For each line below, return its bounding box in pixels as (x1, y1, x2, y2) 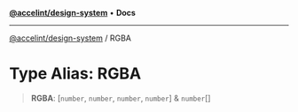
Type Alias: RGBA (9, 63, 142, 84)
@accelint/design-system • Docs (9, 8, 136, 18)
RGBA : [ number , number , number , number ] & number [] (30, 93, 211, 103)
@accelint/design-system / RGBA (9, 33, 131, 43)
